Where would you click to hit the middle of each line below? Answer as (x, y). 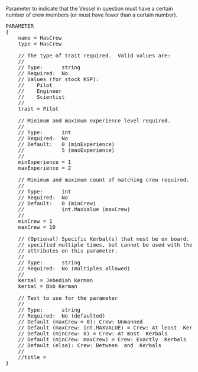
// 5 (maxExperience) (66, 150)
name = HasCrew (40, 38)
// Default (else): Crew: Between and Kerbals (90, 345)
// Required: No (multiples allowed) (74, 269)
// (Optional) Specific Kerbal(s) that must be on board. (104, 239)
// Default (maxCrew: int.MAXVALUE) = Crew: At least (98, 328)
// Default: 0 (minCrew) (57, 203)
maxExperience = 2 (45, 168)
